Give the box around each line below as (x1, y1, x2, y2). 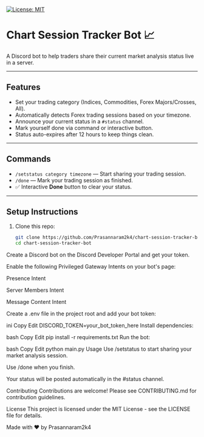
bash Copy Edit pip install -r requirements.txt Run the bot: (6, 334, 151, 341)
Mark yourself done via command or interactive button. (15, 124, 154, 131)
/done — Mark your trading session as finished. (15, 176, 134, 184)
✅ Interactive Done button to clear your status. (15, 183, 132, 190)
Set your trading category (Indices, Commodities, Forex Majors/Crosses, (15, 98, 197, 106)
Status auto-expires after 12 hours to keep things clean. (15, 131, 154, 138)
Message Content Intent (6, 298, 67, 306)
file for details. (6, 412, 42, 419)
